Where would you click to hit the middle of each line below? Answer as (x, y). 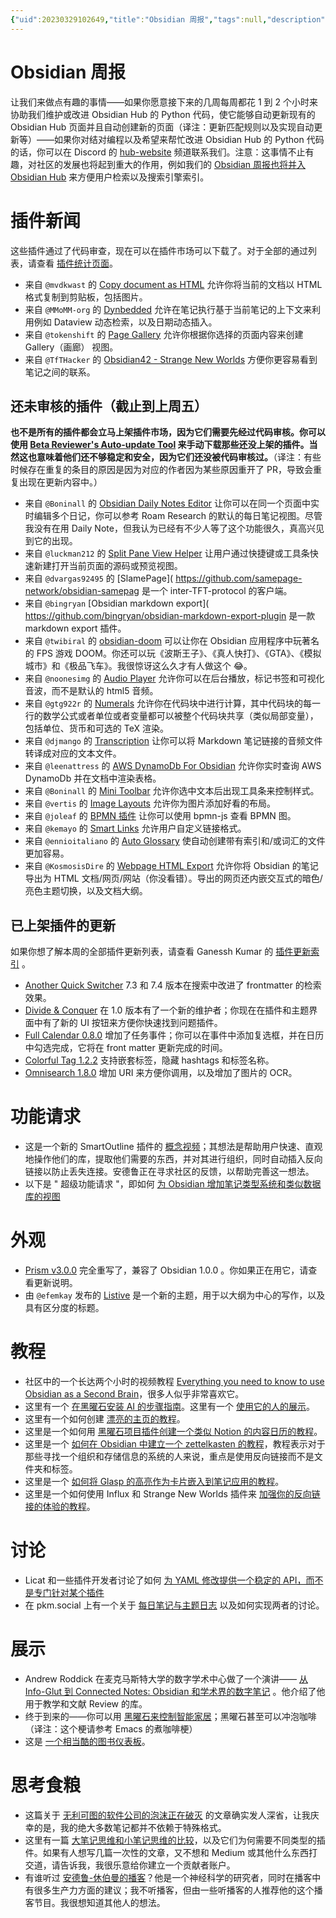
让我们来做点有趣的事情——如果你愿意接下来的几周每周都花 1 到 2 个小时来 (164, 102)
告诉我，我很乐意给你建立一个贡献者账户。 (147, 1865)
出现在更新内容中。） (60, 482)
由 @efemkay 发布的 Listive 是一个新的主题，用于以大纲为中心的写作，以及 (175, 1295)
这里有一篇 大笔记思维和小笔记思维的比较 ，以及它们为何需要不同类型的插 (175, 1840)
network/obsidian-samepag (82, 591)
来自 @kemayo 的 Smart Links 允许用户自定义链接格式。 (135, 828)
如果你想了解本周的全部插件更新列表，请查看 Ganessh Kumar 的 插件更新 (161, 952)
